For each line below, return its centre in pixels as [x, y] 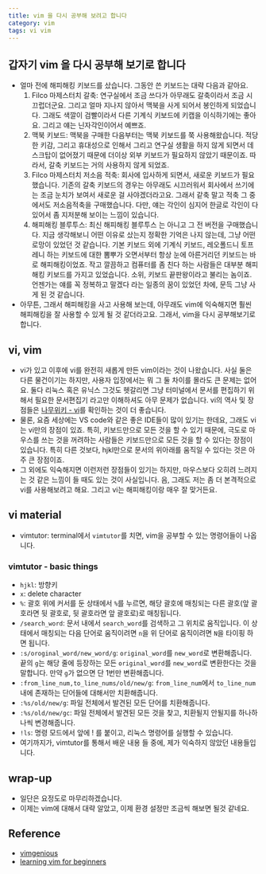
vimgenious [39, 852]
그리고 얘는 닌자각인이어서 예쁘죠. [94, 125]
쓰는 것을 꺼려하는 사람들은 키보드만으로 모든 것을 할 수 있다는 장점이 [147, 440]
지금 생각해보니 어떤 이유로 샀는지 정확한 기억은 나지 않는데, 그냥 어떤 [149, 235]
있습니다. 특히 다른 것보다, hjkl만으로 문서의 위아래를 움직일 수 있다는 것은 [133, 450]
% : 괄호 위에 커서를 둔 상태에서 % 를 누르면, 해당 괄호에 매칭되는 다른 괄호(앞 [134, 603]
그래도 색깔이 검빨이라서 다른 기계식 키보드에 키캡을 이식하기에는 [142, 116]
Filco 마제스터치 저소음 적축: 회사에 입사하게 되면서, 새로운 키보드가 [136, 175]
